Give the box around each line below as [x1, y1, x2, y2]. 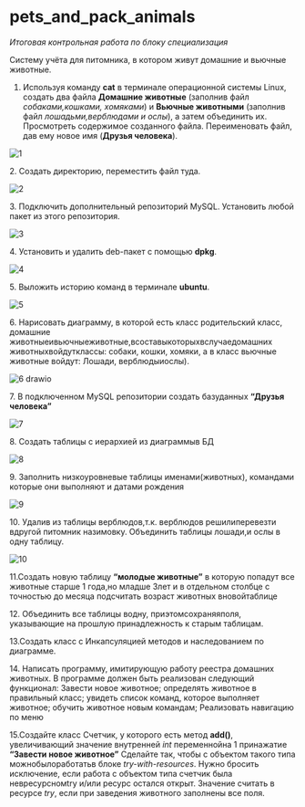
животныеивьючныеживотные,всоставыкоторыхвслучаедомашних [9, 336, 273, 347]
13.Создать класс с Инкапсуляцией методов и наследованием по [9, 635, 264, 646]
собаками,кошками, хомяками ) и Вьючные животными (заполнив [22, 100, 286, 111]
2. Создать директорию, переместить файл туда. [9, 165, 201, 176]
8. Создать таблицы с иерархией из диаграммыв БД [9, 435, 214, 446]
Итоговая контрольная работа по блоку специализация [9, 37, 229, 47]
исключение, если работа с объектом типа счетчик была [9, 768, 233, 779]
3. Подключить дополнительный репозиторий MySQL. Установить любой [9, 201, 294, 212]
